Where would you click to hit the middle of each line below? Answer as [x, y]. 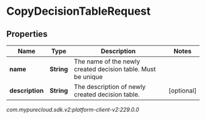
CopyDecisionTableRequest [79, 11]
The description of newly [110, 87]
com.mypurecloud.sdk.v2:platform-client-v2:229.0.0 [73, 109]
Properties [27, 34]
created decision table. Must [115, 69]
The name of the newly [107, 61]
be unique [88, 77]
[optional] [182, 90]
